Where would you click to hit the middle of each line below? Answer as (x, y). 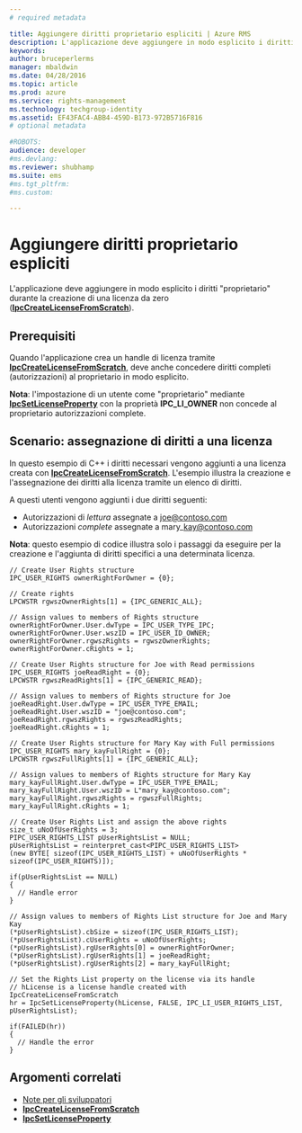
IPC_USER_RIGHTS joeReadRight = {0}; (80, 672)
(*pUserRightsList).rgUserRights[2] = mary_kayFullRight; (120, 963)
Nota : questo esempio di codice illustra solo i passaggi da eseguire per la (145, 544)
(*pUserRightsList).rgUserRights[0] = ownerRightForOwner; (122, 948)
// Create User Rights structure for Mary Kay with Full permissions (142, 743)
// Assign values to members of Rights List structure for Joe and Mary (148, 916)
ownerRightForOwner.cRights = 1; (72, 648)
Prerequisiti (43, 336)
